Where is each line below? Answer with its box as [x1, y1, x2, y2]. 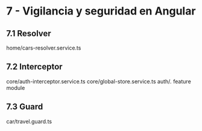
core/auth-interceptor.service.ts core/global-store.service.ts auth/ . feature [6, 77, 191, 85]
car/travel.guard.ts [6, 118, 52, 125]
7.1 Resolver [6, 28, 51, 39]
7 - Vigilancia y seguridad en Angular [6, 4, 196, 18]
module [6, 84, 25, 91]
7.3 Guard [6, 101, 43, 112]
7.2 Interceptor [6, 62, 63, 72]
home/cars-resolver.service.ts [6, 44, 81, 51]
